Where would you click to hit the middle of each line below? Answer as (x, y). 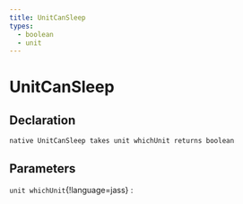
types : (22, 26)
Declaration (43, 120)
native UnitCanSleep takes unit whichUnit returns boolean (122, 141)
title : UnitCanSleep (48, 18)
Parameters (43, 169)
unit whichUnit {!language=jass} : (71, 191)
